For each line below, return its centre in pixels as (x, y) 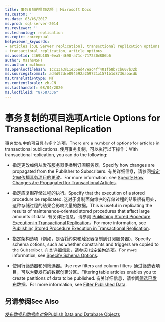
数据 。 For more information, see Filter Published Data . (72, 285)
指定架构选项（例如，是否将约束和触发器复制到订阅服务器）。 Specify (82, 239)
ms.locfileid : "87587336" (32, 92)
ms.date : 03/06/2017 (26, 19)
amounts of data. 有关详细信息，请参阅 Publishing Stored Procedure (81, 217)
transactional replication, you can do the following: (56, 155)
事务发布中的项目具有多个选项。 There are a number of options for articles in (82, 143)
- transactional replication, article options (54, 51)
